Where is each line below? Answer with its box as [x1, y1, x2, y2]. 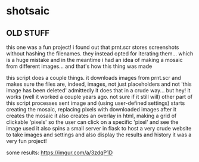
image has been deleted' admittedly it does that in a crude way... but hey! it [6, 87, 191, 94]
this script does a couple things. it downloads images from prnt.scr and [6, 74, 181, 81]
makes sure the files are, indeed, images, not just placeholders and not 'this [6, 80, 192, 88]
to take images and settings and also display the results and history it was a [6, 131, 192, 138]
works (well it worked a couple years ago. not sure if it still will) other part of [6, 94, 192, 100]
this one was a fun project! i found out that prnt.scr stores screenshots [6, 43, 179, 51]
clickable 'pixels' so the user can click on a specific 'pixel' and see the [6, 119, 179, 126]
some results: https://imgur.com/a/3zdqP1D [6, 149, 113, 156]
